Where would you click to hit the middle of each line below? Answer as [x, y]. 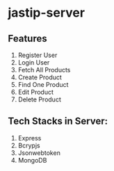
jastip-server [47, 13]
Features [27, 39]
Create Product [40, 77]
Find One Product [43, 84]
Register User [38, 55]
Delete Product [39, 99]
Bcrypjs [29, 145]
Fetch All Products [44, 70]
